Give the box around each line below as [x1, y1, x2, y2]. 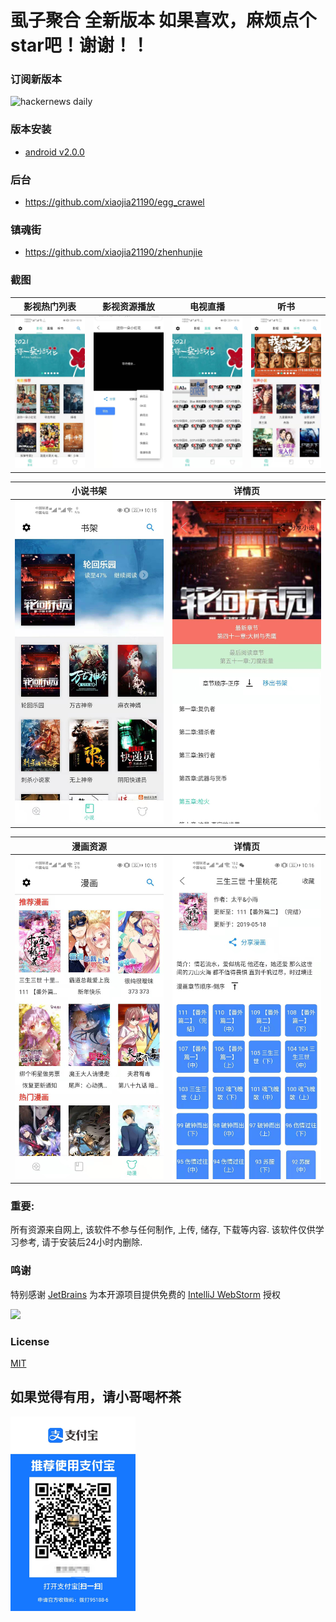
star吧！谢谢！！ [10, 34, 150, 57]
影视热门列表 [23, 301, 77, 313]
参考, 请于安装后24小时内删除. [18, 1236, 143, 1248]
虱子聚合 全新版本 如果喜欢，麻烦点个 [10, 9, 317, 32]
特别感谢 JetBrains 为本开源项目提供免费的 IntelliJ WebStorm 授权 [10, 1288, 281, 1300]
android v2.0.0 [24, 146, 85, 158]
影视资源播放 [102, 301, 155, 313]
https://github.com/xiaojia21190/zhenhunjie [24, 246, 203, 258]
